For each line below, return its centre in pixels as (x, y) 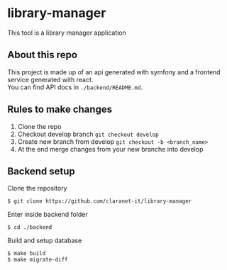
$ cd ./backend (30, 227)
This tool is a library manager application (67, 33)
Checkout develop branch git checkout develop (88, 134)
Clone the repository (37, 189)
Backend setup (41, 171)
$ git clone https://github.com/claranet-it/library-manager (100, 201)
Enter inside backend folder (48, 215)
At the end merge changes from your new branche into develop (110, 149)
